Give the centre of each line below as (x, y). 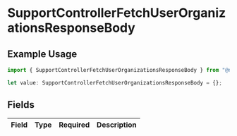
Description (117, 125)
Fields (21, 105)
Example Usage (42, 54)
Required (74, 125)
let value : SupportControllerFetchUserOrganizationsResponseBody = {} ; (115, 82)
